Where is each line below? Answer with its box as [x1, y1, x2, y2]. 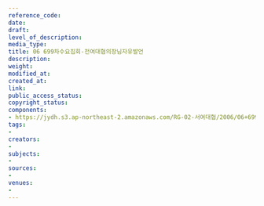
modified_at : [8, 70, 51, 78]
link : [8, 84, 26, 92]
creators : [8, 135, 41, 143]
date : [8, 19, 26, 27]
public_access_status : [8, 92, 82, 99]
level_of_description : [8, 33, 82, 42]
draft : [8, 26, 30, 34]
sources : [8, 164, 37, 172]
